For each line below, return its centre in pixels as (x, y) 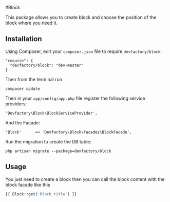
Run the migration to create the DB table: (48, 141)
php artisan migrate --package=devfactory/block (58, 151)
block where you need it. (32, 23)
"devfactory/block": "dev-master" (47, 65)
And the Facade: (23, 122)
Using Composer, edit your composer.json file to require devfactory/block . (83, 51)
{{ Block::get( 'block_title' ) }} (41, 194)
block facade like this (28, 185)
